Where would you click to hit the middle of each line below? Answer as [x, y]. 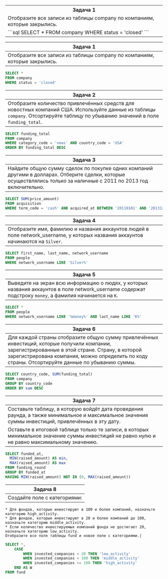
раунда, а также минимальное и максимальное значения [78, 415]
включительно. [26, 187]
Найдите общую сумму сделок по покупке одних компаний [80, 168]
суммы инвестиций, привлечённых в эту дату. [64, 421]
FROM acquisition [23, 203]
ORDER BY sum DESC [24, 388]
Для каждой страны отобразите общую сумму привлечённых [83, 337]
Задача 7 [84, 400]
